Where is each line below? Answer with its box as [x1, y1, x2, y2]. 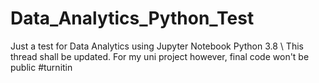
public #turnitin [10, 61, 73, 73]
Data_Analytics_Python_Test [10, 7, 255, 30]
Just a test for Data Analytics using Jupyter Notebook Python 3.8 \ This [10, 40, 304, 52]
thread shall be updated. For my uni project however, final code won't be [10, 50, 310, 62]
